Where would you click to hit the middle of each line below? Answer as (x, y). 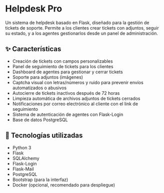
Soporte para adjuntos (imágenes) (48, 77)
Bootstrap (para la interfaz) (40, 179)
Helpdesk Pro (34, 9)
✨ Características (33, 49)
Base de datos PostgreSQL (40, 120)
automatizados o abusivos (39, 88)
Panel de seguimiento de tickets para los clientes (63, 66)
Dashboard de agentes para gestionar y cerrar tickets (68, 72)
